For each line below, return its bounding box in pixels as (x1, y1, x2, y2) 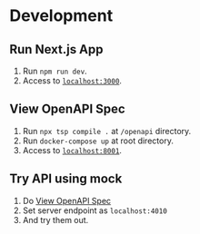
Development (9, 5, 114, 26)
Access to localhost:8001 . (22, 144, 123, 155)
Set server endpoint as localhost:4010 (22, 205, 168, 216)
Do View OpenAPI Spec (22, 195, 112, 206)
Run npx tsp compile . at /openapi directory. (22, 125, 192, 136)
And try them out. (22, 214, 89, 225)
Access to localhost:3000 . (22, 75, 123, 86)
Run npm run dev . (22, 65, 88, 76)
